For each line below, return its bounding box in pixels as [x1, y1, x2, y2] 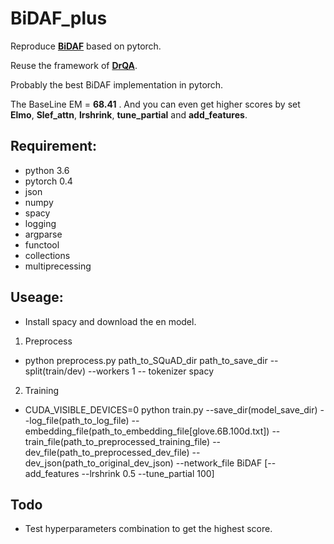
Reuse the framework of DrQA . [10, 59, 138, 71]
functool [24, 238, 60, 251]
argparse [24, 228, 63, 240]
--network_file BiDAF [175, 457, 263, 469]
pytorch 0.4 [24, 175, 73, 187]
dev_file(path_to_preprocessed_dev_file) [24, 446, 190, 458]
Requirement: [10, 138, 98, 155]
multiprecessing [24, 260, 92, 272]
